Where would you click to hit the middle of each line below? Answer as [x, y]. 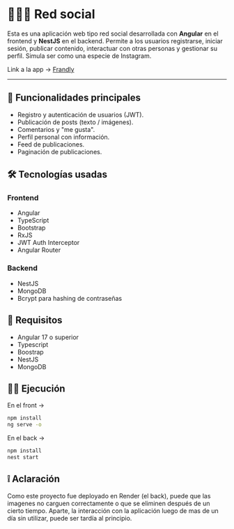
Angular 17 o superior [48, 337]
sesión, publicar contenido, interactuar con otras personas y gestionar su [112, 48]
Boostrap [30, 352]
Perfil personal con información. [63, 137]
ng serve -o [24, 425]
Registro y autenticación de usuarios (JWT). [80, 114]
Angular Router [39, 250]
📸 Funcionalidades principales [74, 98]
